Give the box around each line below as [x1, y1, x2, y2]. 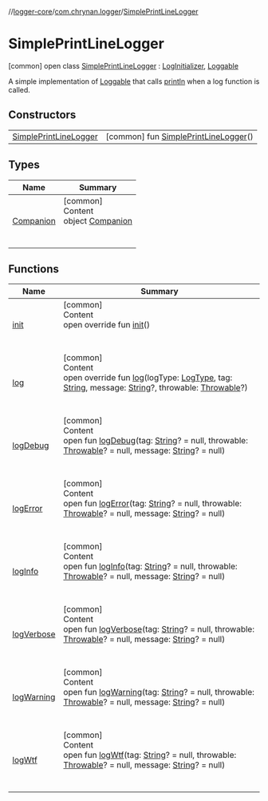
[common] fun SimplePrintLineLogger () [105, 131, 254, 142]
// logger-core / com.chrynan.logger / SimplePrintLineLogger [8, 7, 199, 16]
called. [8, 85, 30, 94]
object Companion [63, 215, 133, 226]
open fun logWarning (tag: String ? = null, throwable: [63, 687, 255, 698]
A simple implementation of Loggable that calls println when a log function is [8, 76, 260, 86]
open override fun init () [63, 319, 150, 331]
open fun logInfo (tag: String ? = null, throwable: [63, 561, 238, 572]
